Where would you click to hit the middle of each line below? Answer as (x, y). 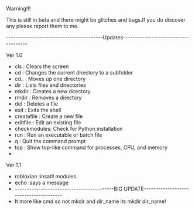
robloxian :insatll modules (45, 176)
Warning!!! (18, 9)
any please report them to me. (42, 26)
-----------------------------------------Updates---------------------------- (97, 37)
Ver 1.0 (14, 55)
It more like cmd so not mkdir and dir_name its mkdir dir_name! (90, 201)
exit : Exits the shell (38, 110)
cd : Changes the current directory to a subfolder (74, 72)
